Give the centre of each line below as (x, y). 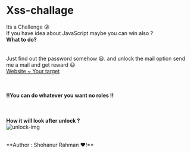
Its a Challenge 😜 (28, 27)
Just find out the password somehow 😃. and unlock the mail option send (96, 58)
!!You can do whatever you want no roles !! (60, 95)
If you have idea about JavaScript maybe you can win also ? (80, 33)
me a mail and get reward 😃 (41, 65)
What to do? (21, 39)
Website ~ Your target (33, 71)
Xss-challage (40, 10)
